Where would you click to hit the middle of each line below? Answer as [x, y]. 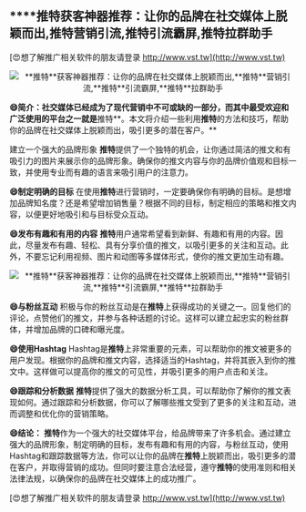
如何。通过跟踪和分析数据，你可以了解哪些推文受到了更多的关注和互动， [153, 402]
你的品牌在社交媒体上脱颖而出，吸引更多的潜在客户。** [113, 129]
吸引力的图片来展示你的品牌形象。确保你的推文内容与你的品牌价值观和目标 [149, 160]
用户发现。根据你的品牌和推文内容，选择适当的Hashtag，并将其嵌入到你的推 [153, 360]
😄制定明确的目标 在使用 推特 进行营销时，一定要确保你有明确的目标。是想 [147, 191]
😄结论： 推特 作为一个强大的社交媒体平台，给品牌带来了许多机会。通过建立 [150, 433]
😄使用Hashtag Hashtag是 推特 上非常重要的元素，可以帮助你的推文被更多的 [150, 348]
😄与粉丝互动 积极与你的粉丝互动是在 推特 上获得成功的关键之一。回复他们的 [150, 306]
